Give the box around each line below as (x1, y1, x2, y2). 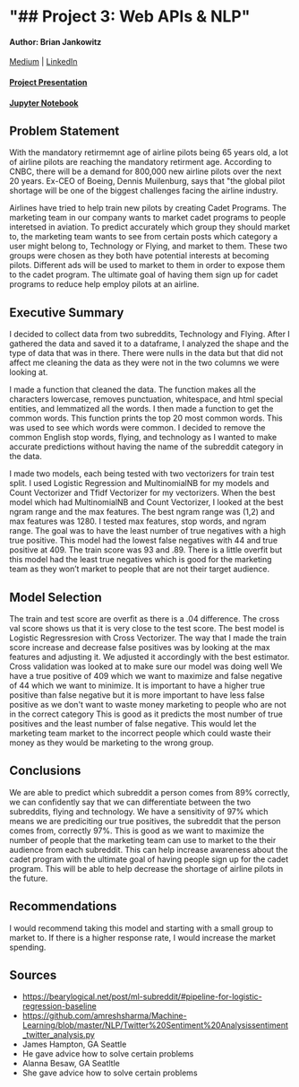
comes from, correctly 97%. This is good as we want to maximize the (9, 825, 265, 836)
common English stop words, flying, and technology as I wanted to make (9, 432, 278, 443)
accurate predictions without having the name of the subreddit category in (9, 441, 284, 452)
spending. (9, 942, 47, 952)
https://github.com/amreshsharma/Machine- (21, 1011, 187, 1022)
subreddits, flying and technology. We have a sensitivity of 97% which (9, 805, 269, 817)
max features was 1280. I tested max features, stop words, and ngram (9, 516, 267, 526)
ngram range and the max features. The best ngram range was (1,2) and (9, 507, 276, 517)
